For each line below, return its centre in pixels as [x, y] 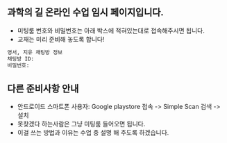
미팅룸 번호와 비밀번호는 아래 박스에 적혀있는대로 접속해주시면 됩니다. [111, 31]
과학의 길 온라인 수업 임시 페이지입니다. [86, 12]
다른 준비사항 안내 [43, 89]
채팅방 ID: [21, 59]
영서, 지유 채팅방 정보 [35, 52]
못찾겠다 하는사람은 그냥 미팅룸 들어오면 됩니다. [81, 124]
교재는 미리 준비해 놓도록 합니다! [61, 39]
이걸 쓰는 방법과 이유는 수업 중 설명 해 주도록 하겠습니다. [93, 133]
